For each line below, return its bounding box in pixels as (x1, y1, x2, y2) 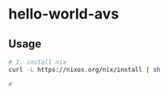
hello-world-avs (8, 5, 120, 23)
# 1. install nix (8, 58, 67, 66)
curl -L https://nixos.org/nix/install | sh (8, 65, 161, 73)
